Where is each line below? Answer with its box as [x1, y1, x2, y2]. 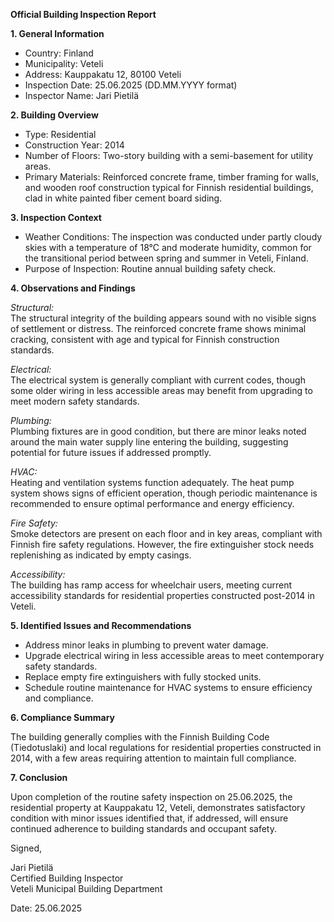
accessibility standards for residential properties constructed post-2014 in [10, 590, 315, 601]
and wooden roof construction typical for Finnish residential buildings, [24, 182, 314, 193]
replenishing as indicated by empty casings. [10, 549, 192, 561]
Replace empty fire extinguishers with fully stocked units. [24, 671, 262, 683]
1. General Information [10, 28, 105, 39]
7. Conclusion [10, 772, 68, 783]
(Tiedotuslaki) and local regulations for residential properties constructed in [10, 742, 322, 753]
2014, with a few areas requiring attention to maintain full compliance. [10, 752, 297, 764]
